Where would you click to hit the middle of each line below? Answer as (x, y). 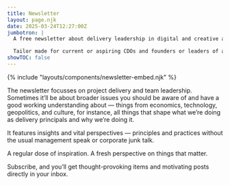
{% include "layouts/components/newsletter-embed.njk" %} (92, 77)
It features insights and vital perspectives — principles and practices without (115, 133)
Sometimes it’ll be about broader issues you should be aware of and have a (113, 97)
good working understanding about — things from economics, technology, (112, 105)
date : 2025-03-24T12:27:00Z (47, 26)
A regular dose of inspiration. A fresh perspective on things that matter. (107, 153)
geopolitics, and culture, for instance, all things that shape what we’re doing (114, 112)
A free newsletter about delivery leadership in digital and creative (116, 39)
